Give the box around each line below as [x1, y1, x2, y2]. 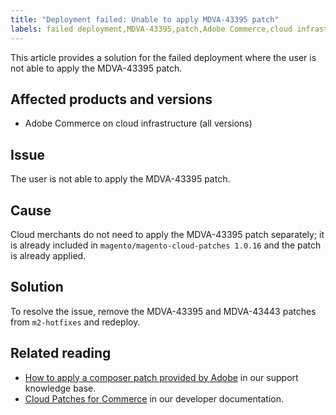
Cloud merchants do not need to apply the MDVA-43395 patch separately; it [10, 228, 325, 240]
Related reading [10, 345, 112, 362]
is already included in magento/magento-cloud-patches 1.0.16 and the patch [10, 239, 322, 251]
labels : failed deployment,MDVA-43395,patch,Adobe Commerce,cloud [10, 24, 293, 34]
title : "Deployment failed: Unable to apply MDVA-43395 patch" [10, 14, 280, 25]
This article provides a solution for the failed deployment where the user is [10, 51, 317, 63]
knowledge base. [24, 382, 97, 394]
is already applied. [10, 249, 87, 261]
